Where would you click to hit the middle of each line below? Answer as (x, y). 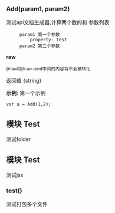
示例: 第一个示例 (26, 93)
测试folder (19, 139)
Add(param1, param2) (38, 9)
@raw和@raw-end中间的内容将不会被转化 (48, 69)
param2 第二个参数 (40, 46)
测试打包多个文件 (27, 204)
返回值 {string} (24, 81)
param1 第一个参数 (40, 35)
